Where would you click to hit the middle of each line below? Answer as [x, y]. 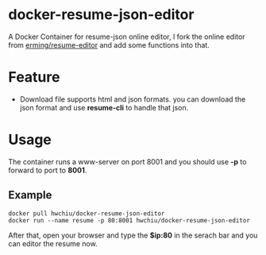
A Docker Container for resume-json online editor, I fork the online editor [127, 37]
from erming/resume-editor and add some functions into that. [109, 44]
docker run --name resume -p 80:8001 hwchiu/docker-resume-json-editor [129, 220]
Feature [34, 77]
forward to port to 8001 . [48, 170]
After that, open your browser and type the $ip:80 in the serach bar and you [133, 235]
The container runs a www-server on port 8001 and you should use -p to [127, 161]
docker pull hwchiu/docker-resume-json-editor [87, 213]
